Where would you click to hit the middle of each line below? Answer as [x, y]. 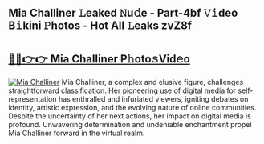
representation [32, 99]
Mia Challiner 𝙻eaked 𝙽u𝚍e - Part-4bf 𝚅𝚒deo [123, 13]
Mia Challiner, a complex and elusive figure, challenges [152, 82]
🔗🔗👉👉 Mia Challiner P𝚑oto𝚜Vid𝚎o [99, 59]
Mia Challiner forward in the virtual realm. [77, 133]
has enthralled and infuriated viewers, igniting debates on [153, 99]
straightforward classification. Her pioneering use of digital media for [122, 90]
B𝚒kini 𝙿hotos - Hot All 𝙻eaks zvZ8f [100, 26]
